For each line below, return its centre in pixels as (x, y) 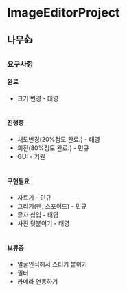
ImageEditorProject (63, 13)
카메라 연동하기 (37, 282)
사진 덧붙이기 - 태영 (43, 223)
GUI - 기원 (31, 156)
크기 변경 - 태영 (38, 98)
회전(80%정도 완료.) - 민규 (53, 148)
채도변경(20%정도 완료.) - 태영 (59, 139)
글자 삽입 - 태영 (38, 215)
